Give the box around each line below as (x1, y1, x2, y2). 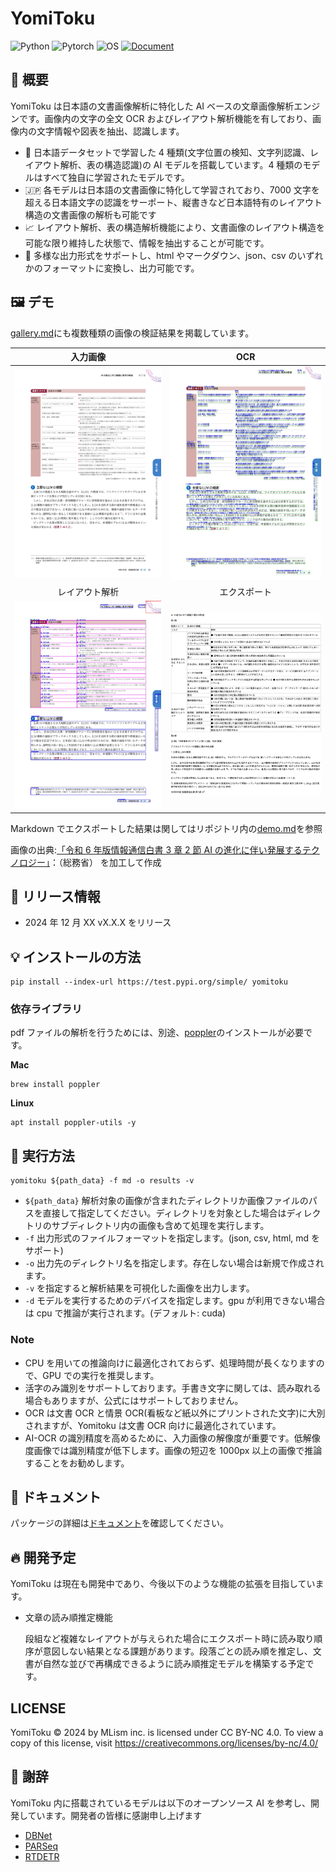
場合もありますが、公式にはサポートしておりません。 (24, 1394, 244, 1406)
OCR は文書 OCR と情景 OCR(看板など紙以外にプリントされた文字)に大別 (24, 1407, 326, 1419)
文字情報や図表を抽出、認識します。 (36, 125, 185, 137)
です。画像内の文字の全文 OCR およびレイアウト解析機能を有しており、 (18, 112, 313, 124)
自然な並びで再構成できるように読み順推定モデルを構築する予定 (42, 1658, 306, 1670)
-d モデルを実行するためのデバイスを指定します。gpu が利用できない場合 (24, 1295, 326, 1307)
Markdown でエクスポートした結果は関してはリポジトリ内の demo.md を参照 (10, 822, 323, 834)
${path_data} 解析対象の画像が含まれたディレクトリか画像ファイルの (24, 1195, 309, 1207)
